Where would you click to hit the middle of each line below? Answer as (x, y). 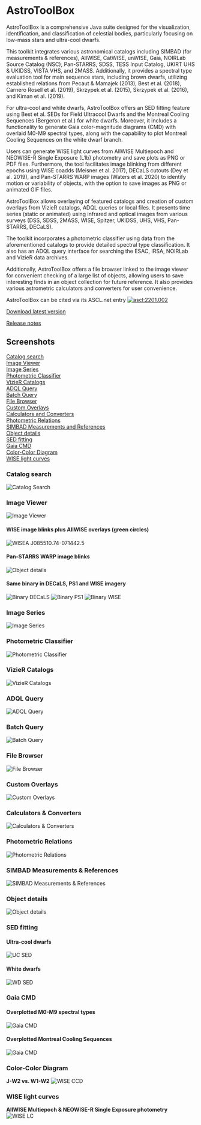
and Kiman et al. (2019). (35, 96)
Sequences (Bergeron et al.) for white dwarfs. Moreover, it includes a (91, 120)
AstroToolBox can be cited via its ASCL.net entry (66, 300)
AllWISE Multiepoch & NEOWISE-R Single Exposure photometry (87, 1110)
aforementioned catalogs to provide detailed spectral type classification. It (98, 244)
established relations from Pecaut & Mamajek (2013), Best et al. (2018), (94, 83)
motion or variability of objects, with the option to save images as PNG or (97, 183)
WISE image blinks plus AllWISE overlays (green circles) (78, 529)
